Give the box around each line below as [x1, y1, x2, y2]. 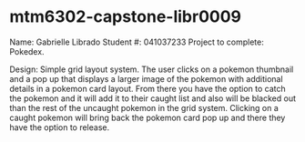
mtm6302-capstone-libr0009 [9, 6, 241, 27]
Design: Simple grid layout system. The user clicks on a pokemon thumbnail [9, 64, 294, 75]
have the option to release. [9, 121, 110, 133]
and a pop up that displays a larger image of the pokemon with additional [9, 73, 284, 84]
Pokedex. [9, 46, 45, 56]
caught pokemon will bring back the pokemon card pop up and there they [9, 112, 286, 123]
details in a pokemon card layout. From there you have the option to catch [9, 83, 286, 94]
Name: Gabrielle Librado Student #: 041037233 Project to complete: [9, 36, 264, 47]
